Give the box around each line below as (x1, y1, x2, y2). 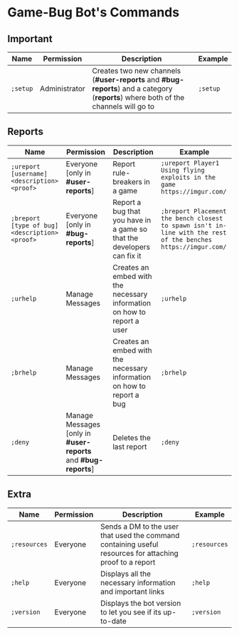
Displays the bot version (100, 598, 181, 608)
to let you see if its (100, 607, 161, 617)
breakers (112, 176, 142, 186)
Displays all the (100, 569, 152, 579)
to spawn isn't (161, 221, 212, 229)
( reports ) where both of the (92, 93, 185, 102)
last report (112, 442, 147, 452)
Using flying (161, 166, 205, 174)
